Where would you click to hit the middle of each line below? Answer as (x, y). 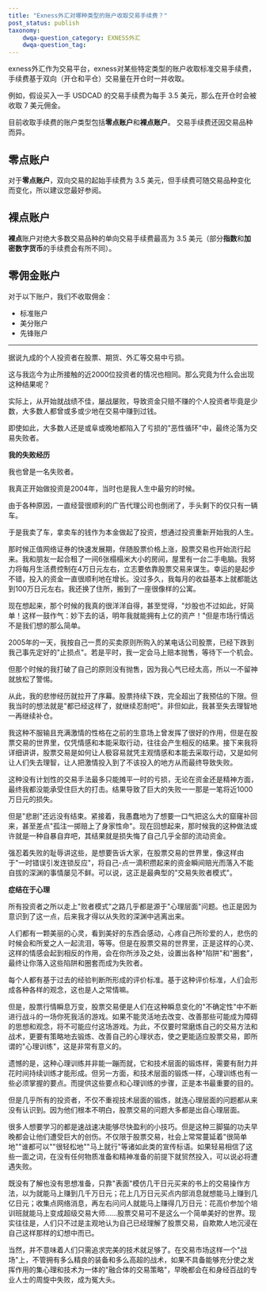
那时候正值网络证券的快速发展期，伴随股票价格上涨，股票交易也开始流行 (126, 549)
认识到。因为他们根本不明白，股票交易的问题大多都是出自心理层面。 (133, 1109)
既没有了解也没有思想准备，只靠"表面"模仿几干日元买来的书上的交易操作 (126, 1183)
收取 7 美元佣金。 (36, 106)
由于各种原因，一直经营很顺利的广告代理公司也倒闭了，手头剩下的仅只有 (126, 505)
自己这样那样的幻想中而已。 (53, 1232)
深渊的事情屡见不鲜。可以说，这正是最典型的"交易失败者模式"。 (133, 872)
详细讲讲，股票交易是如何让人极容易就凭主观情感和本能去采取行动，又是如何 (133, 752)
